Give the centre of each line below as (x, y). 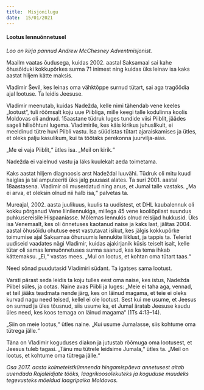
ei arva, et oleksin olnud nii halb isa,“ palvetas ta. (68, 193)
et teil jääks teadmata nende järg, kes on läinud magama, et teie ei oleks (97, 292)
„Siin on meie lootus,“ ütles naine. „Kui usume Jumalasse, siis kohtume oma (101, 324)
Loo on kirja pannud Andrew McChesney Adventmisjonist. (79, 51)
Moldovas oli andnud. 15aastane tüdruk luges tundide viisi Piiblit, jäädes (96, 118)
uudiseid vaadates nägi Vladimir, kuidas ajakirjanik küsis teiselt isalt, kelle (98, 243)
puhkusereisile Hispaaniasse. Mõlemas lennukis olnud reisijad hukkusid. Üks (102, 218)
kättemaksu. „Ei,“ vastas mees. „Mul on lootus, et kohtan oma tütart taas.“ (99, 256)
